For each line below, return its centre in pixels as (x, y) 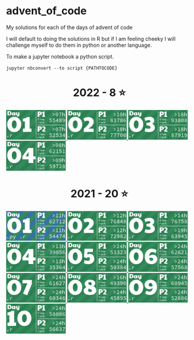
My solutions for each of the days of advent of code (69, 27)
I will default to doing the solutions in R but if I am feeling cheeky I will (91, 39)
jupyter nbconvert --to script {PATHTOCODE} (62, 68)
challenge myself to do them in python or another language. (79, 45)
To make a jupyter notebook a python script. (60, 56)
